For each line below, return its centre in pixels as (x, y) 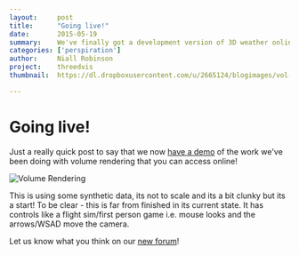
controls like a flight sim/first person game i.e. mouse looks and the (133, 214)
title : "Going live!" (59, 26)
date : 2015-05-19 (53, 34)
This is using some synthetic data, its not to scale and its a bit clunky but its (148, 195)
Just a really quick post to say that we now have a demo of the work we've (146, 151)
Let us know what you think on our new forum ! (94, 241)
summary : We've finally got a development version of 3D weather (139, 42)
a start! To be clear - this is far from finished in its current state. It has (137, 204)
